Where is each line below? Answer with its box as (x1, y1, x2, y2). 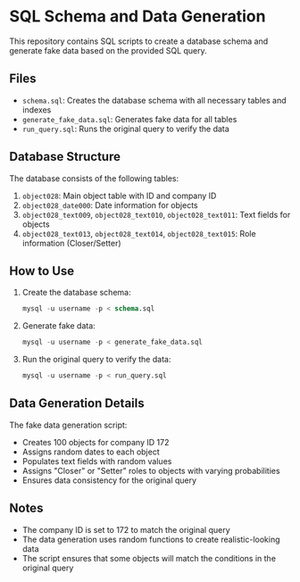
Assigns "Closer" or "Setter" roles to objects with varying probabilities (21, 465, 280, 476)
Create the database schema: (21, 287, 131, 298)
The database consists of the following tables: (9, 172, 179, 184)
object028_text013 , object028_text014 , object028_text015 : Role (21, 228, 256, 238)
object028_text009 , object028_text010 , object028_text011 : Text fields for (21, 209, 291, 220)
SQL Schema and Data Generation (9, 6, 266, 27)
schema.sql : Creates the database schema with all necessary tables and (21, 95, 287, 105)
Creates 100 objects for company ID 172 (21, 436, 170, 447)
